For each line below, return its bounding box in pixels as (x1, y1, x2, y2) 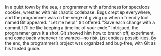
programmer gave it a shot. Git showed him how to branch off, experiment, (5, 30, 155, 36)
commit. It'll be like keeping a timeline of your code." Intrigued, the (5, 25, 139, 31)
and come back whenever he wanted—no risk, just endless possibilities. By (5, 35, 157, 41)
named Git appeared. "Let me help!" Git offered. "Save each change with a (5, 19, 155, 25)
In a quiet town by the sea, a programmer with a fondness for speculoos (5, 4, 150, 10)
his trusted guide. (5, 46, 40, 51)
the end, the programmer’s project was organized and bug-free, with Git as (5, 40, 156, 46)
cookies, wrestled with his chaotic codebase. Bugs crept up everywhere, (5, 9, 151, 15)
